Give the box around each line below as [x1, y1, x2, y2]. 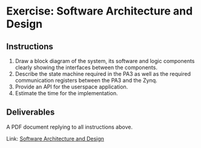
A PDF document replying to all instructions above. [6, 123, 133, 130]
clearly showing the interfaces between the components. [15, 64, 157, 71]
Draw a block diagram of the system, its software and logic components [15, 58, 195, 64]
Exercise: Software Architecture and [6, 4, 193, 18]
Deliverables [6, 107, 55, 118]
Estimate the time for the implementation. [15, 90, 118, 96]
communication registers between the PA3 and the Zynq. [15, 77, 157, 84]
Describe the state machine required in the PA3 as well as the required [15, 70, 191, 77]
